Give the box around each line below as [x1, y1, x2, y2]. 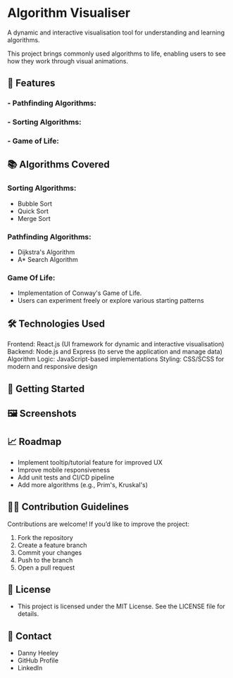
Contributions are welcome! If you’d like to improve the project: [7, 520, 190, 528]
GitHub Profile [17, 656, 58, 665]
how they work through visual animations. [7, 56, 129, 65]
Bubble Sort [17, 199, 53, 208]
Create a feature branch [17, 541, 87, 549]
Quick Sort [17, 206, 49, 215]
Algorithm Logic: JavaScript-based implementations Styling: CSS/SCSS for [7, 355, 225, 363]
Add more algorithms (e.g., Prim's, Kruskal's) [17, 480, 149, 489]
